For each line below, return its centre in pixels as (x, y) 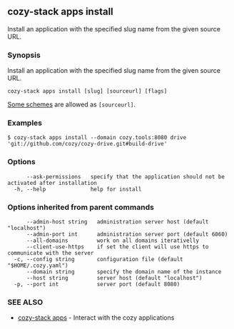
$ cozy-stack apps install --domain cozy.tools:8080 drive (97, 138)
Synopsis (24, 55)
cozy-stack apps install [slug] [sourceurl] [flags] (87, 91)
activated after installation (52, 183)
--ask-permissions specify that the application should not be (125, 177)
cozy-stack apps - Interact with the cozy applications (96, 318)
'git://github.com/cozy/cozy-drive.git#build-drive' (87, 144)
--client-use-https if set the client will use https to (117, 247)
